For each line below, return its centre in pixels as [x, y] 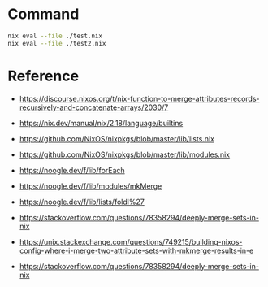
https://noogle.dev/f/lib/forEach [72, 170]
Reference [43, 76]
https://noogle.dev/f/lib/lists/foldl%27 [82, 202]
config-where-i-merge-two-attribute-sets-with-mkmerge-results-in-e [136, 250]
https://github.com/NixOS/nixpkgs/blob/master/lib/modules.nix [125, 154]
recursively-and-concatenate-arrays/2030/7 [94, 107]
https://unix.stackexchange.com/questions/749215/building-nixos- [131, 241]
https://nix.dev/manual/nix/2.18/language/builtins [101, 123]
